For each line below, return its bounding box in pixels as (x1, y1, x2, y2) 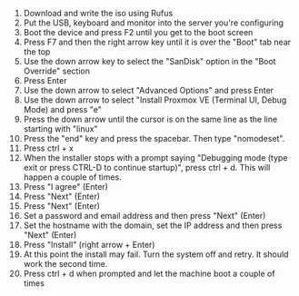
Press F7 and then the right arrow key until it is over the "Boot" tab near (23, 36, 292, 47)
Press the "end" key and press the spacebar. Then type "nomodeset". (23, 133, 285, 143)
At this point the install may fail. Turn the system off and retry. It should (23, 249, 289, 260)
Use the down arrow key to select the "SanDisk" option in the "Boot (23, 56, 276, 66)
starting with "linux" (23, 123, 98, 134)
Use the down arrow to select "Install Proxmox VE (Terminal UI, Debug (23, 94, 287, 105)
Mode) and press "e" (23, 104, 103, 114)
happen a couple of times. (23, 172, 122, 183)
